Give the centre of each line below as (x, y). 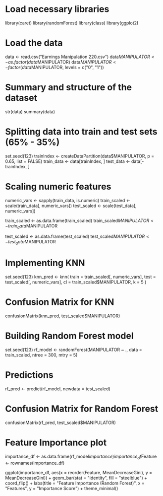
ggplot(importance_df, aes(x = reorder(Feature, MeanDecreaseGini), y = (79, 472)
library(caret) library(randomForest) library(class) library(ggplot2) (72, 23)
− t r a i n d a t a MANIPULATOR (31, 226)
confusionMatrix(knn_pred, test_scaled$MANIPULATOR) (63, 316)
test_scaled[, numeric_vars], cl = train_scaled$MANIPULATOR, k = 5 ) (76, 282)
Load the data (34, 43)
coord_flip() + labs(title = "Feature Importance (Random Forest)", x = (75, 483)
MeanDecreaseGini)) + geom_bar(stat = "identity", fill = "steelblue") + (76, 478)
